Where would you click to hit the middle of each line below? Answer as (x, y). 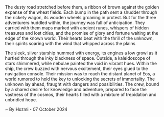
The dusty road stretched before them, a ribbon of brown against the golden (82, 7)
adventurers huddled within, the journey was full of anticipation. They (75, 23)
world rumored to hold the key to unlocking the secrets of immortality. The (80, 79)
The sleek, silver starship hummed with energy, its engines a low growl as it (81, 53)
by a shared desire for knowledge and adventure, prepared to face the (76, 89)
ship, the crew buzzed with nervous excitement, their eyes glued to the (77, 69)
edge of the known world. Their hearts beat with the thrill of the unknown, (80, 38)
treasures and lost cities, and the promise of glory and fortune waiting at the (82, 33)
